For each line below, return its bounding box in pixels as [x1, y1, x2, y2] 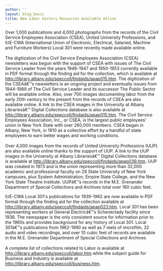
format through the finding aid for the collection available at [5, 199, 124, 204]
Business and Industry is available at [5, 255, 78, 261]
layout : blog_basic [5, 12, 45, 17]
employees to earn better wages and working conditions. [5, 133, 120, 138]
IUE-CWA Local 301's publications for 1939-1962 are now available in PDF [5, 194, 153, 200]
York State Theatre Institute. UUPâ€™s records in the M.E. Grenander [5, 179, 144, 185]
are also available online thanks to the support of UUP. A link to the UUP [5, 148, 149, 154]
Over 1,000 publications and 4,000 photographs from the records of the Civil [5, 30, 159, 35]
